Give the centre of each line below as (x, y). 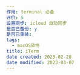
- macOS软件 (26, 46)
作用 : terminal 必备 (30, 12)
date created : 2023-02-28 (39, 57)
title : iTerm (23, 51)
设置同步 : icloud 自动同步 (37, 23)
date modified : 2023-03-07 (40, 62)
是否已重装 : (19, 34)
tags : (13, 40)
